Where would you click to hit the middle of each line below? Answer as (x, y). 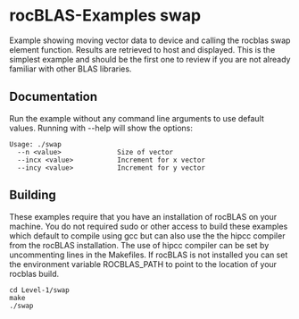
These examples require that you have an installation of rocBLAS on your (143, 216)
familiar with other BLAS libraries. (71, 69)
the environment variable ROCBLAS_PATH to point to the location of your (143, 264)
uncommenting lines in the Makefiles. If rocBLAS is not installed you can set (149, 255)
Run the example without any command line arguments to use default (137, 118)
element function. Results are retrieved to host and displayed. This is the (142, 49)
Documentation (54, 97)
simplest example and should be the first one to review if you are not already (150, 59)
